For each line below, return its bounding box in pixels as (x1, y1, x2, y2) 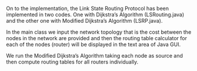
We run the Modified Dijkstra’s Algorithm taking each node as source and (6, 52, 183, 59)
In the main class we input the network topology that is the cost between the (6, 29, 192, 35)
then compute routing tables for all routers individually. (6, 58, 139, 65)
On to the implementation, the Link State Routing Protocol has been (6, 5, 169, 12)
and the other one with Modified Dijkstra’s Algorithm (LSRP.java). (6, 17, 163, 24)
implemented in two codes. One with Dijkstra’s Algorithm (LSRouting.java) (6, 11, 185, 18)
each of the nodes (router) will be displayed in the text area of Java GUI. (6, 41, 181, 48)
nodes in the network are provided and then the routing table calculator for (6, 35, 187, 41)
